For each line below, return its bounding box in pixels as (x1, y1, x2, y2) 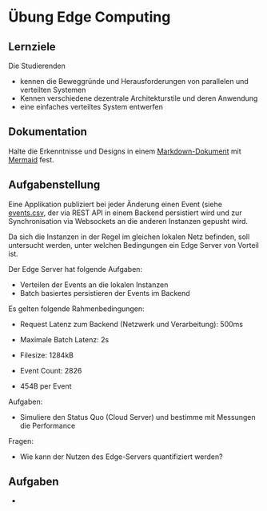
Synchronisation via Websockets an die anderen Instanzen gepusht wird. (8, 216, 249, 226)
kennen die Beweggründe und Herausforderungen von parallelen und (19, 77, 249, 86)
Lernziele (8, 40, 56, 54)
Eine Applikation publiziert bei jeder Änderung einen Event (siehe (8, 199, 222, 209)
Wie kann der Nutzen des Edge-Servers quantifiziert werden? (19, 452, 223, 461)
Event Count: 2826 (19, 365, 82, 375)
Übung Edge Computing (8, 8, 171, 26)
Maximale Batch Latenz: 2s (19, 334, 110, 344)
